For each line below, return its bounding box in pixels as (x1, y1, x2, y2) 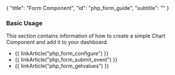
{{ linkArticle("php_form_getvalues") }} (14, 63, 109, 70)
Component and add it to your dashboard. (6, 39, 108, 46)
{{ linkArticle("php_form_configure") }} (14, 50, 109, 57)
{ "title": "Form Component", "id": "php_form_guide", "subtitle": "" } (6, 5, 170, 11)
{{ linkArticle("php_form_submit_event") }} (14, 56, 118, 63)
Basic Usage (6, 19, 43, 27)
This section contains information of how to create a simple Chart (6, 32, 166, 39)
